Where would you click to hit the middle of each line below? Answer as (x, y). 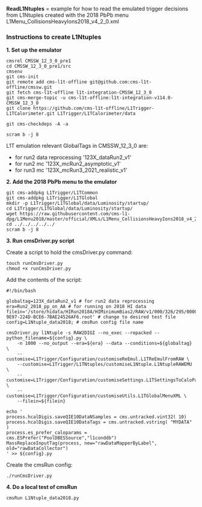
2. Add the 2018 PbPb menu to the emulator (62, 182)
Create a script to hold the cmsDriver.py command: (69, 252)
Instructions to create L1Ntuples (54, 37)
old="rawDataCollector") (37, 449)
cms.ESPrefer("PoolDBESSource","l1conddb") (62, 438)
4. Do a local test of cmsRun (42, 487)
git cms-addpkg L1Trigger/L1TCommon (52, 193)
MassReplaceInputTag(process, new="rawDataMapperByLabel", (82, 443)
